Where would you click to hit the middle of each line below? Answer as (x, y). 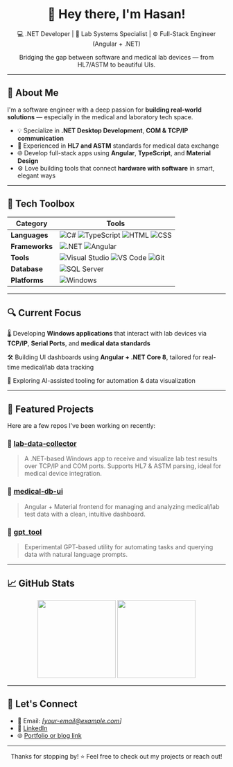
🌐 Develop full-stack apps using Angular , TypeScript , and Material (114, 153)
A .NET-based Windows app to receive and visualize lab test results (121, 459)
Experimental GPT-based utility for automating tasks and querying (119, 547)
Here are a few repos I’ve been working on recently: (81, 426)
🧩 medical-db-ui (35, 492)
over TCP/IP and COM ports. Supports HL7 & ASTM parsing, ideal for (123, 466)
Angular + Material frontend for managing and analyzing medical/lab (122, 506)
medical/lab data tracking (58, 368)
